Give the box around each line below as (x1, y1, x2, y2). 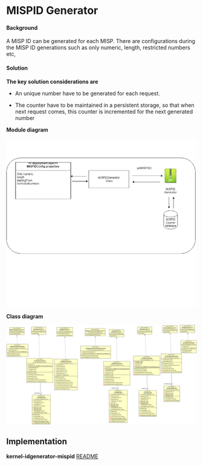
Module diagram (6, 126, 48, 133)
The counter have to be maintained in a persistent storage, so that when (14, 101, 195, 109)
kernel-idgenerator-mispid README (6, 453, 98, 460)
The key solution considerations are (6, 78, 98, 85)
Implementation (6, 436, 68, 447)
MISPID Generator (6, 4, 98, 18)
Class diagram (6, 313, 43, 320)
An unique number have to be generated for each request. (14, 89, 160, 97)
